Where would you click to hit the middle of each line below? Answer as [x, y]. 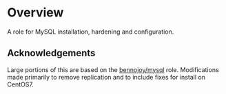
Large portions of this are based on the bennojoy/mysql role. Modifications [113, 69]
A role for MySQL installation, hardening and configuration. [91, 32]
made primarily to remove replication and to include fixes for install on [106, 77]
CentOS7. [21, 84]
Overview [35, 13]
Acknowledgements [51, 53]
